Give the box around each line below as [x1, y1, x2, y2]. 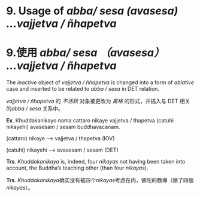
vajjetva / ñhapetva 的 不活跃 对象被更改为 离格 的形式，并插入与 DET [6, 97, 178, 105]
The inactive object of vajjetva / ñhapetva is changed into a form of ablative [6, 79, 195, 86]
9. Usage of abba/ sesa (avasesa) [6, 4, 178, 18]
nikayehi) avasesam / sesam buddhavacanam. [6, 124, 120, 131]
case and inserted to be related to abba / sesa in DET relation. [6, 85, 160, 93]
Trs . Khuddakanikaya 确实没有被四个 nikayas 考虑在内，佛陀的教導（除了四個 [6, 177, 194, 184]
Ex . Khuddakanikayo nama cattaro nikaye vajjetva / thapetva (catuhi [6, 117, 174, 124]
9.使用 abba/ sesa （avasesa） [6, 46, 165, 60]
